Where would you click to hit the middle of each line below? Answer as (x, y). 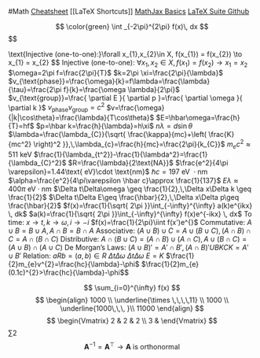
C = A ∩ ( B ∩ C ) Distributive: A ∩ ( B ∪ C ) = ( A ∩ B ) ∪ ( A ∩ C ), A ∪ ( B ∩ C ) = (128, 238)
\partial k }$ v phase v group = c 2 (57, 108)
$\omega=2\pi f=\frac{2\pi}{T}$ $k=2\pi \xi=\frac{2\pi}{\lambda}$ (116, 72)
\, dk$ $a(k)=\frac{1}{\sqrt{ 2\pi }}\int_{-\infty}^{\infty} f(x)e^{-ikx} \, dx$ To (130, 214)
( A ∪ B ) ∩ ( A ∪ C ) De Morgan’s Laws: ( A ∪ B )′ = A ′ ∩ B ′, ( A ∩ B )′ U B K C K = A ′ (128, 247)
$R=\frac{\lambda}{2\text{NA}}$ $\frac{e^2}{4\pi (148, 162)
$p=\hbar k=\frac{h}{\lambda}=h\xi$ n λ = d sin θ (114, 126)
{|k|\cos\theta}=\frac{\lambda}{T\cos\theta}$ (81, 118)
